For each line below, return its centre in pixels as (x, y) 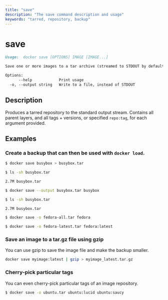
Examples (21, 138)
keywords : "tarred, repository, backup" (48, 19)
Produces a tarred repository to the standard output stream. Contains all (79, 112)
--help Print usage (51, 80)
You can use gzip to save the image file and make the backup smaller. (77, 250)
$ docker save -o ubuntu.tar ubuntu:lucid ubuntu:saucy (64, 292)
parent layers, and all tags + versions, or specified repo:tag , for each (76, 118)
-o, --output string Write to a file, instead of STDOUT (72, 85)
